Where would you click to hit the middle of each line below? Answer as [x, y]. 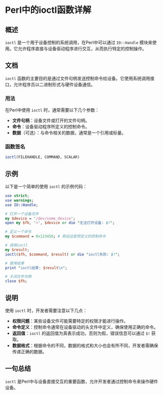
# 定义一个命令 [18, 232]
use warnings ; [20, 200]
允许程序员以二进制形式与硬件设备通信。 [54, 85]
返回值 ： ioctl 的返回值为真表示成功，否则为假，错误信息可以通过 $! [81, 333]
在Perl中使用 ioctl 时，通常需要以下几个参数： [52, 110]
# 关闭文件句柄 [18, 277]
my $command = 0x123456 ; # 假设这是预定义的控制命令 [56, 236]
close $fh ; [16, 281]
